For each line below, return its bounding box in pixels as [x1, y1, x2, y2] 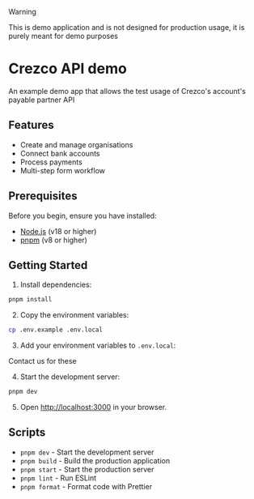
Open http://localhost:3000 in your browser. [19, 403, 167, 412]
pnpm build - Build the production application [19, 455, 171, 465]
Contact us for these [8, 356, 77, 366]
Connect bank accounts [19, 148, 100, 158]
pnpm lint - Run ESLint [19, 473, 97, 483]
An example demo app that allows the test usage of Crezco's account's [8, 86, 247, 96]
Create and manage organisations [19, 139, 133, 149]
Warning [8, 7, 36, 16]
